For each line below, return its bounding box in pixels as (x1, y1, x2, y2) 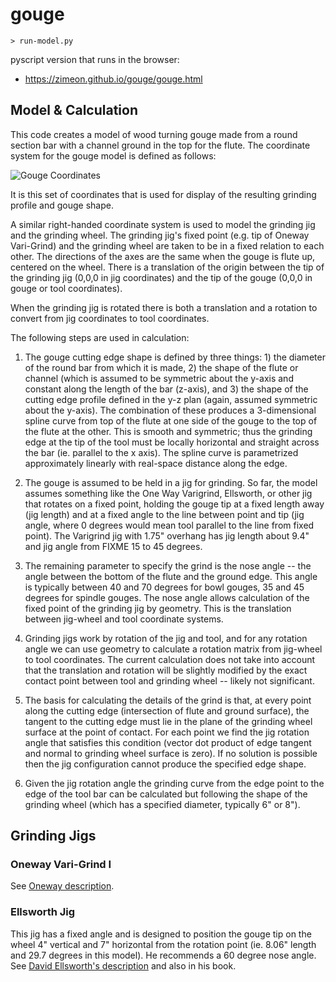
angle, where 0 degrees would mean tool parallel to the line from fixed (24, 519, 315, 531)
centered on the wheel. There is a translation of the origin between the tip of (10, 261, 325, 273)
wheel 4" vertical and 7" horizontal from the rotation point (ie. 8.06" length (10, 938, 317, 950)
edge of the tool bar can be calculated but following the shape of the (24, 788, 308, 800)
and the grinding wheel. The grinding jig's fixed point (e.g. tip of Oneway (10, 229, 310, 241)
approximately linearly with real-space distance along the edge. (24, 457, 288, 469)
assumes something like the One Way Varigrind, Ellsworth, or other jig (24, 487, 313, 499)
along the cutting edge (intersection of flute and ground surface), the (24, 704, 310, 717)
